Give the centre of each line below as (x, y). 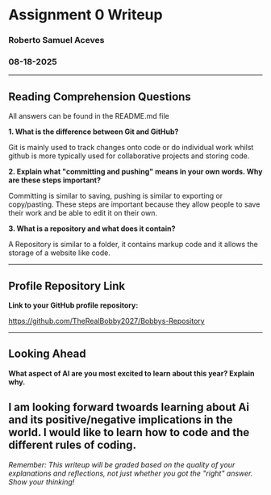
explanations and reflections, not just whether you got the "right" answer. (131, 473)
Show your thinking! (42, 481)
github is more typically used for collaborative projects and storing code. (129, 156)
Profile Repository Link (67, 285)
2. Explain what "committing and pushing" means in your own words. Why (135, 172)
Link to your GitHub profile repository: (73, 305)
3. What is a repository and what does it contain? (92, 229)
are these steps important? (54, 180)
